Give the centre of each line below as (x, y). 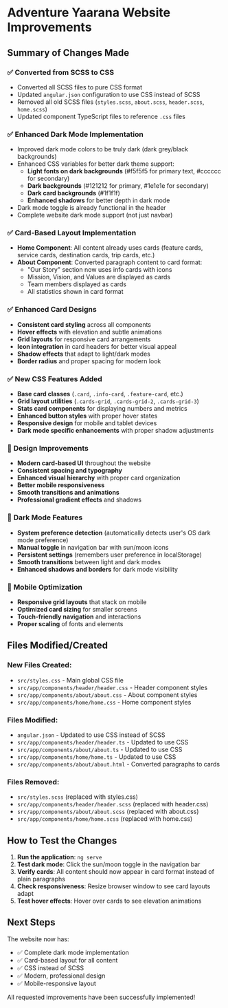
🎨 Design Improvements (48, 448)
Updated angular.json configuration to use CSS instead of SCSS (109, 94)
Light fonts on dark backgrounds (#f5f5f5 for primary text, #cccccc (124, 171)
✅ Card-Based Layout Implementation (72, 233)
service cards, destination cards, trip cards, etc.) (86, 255)
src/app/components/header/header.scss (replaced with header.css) (113, 804)
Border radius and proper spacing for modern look (89, 361)
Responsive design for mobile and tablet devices (87, 423)
